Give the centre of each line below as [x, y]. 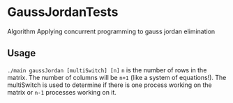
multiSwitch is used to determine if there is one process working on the [110, 85]
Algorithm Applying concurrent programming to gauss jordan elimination [111, 31]
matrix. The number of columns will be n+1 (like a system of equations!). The [117, 77]
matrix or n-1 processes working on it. [62, 92]
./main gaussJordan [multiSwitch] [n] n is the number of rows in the [107, 70]
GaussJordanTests [63, 12]
